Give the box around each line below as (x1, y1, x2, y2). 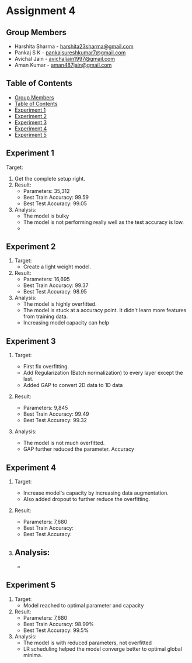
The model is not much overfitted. (23, 440, 105, 447)
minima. (23, 651, 43, 658)
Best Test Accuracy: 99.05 (23, 200, 88, 207)
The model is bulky (23, 212, 69, 219)
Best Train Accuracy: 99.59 (23, 194, 89, 201)
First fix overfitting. (23, 363, 69, 370)
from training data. (23, 313, 68, 320)
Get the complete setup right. (14, 175, 86, 182)
